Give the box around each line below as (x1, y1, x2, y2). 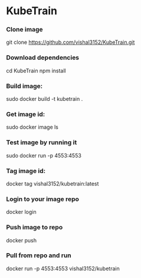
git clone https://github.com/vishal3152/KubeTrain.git (6, 39, 135, 46)
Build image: (6, 82, 43, 90)
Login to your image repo (6, 194, 80, 203)
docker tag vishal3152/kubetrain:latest (6, 180, 99, 187)
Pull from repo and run (6, 251, 72, 260)
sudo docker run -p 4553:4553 (6, 152, 81, 159)
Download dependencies (6, 53, 80, 62)
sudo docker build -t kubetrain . (6, 95, 83, 103)
